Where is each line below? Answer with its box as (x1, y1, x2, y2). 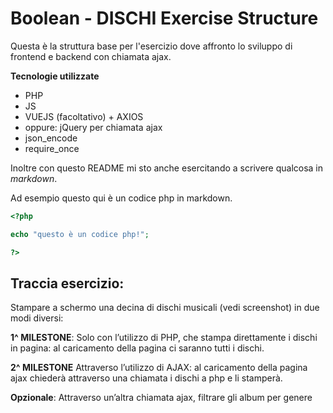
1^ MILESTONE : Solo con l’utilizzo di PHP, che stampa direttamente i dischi (10, 332, 318, 344)
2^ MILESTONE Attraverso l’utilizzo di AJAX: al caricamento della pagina (10, 362, 308, 374)
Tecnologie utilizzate (10, 70, 100, 82)
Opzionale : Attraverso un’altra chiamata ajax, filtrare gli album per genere (10, 392, 313, 404)
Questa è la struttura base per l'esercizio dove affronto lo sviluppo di (10, 40, 293, 52)
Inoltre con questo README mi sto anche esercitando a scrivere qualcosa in (10, 162, 324, 174)
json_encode (24, 132, 78, 144)
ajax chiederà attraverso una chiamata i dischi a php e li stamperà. (10, 372, 283, 384)
